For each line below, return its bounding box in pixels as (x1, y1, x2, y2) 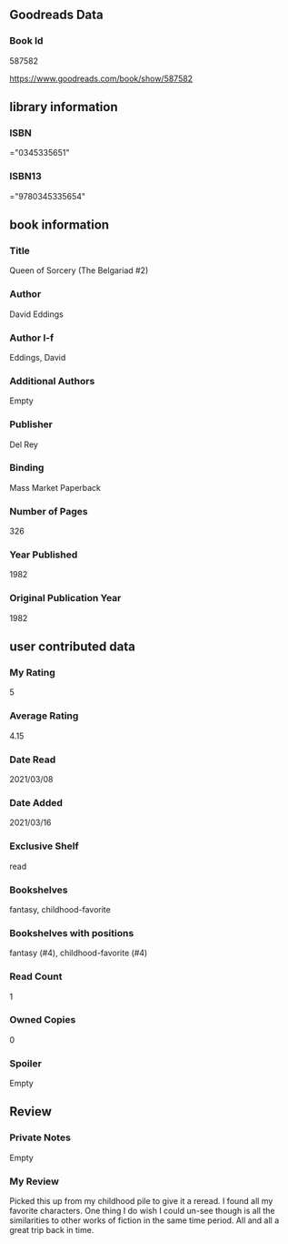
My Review (9, 1175, 59, 1188)
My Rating (9, 667, 56, 679)
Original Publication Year (9, 592, 122, 605)
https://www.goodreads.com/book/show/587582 (9, 73, 194, 84)
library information (9, 99, 118, 115)
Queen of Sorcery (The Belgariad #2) (9, 265, 149, 276)
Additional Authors (9, 374, 95, 387)
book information (9, 218, 110, 233)
